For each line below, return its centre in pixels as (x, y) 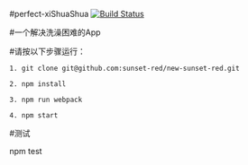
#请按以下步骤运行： (47, 51)
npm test (26, 151)
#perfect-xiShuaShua (49, 14)
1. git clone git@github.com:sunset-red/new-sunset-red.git (125, 68)
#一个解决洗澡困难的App (55, 32)
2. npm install (38, 84)
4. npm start (34, 116)
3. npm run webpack (46, 100)
